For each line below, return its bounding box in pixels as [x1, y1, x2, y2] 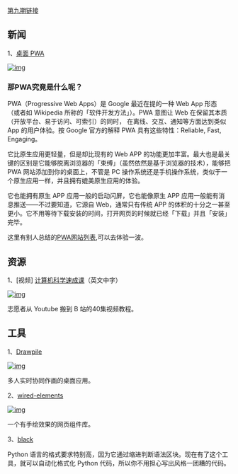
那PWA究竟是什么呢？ [7, 82, 83, 92]
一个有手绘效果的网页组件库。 [7, 420, 94, 428]
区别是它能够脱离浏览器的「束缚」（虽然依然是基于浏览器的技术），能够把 [19, 158, 231, 168]
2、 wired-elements [7, 391, 64, 400]
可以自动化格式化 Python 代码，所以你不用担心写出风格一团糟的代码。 [25, 458, 230, 467]
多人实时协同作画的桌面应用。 [7, 376, 94, 384]
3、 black [7, 434, 34, 444]
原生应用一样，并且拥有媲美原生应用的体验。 [13, 176, 144, 185]
